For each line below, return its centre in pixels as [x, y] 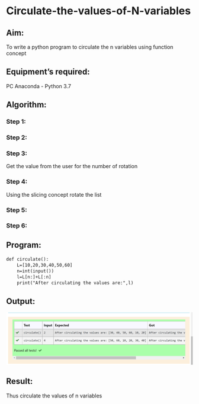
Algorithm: [26, 105]
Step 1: [16, 121]
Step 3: [17, 153]
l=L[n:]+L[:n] [34, 277]
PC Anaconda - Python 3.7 [38, 86]
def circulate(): [28, 259]
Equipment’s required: [48, 72]
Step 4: [17, 182]
